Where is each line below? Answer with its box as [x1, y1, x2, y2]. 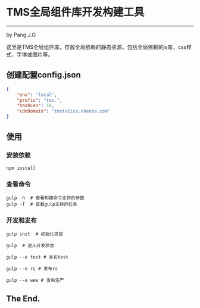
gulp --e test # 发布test [6, 254, 68, 260]
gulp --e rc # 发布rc [6, 266, 58, 272]
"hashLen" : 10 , [17, 102, 55, 109]
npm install [6, 165, 36, 171]
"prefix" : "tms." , [17, 97, 62, 103]
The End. [6, 293, 40, 304]
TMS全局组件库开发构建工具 [6, 5, 145, 19]
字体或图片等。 [16, 51, 54, 58]
